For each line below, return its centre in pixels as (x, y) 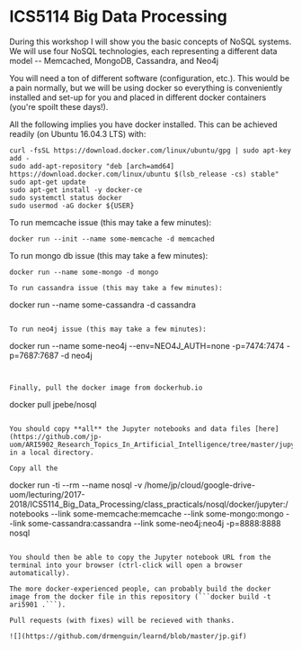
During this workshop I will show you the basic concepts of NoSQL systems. (151, 41)
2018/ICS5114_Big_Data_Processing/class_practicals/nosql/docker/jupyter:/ (149, 504)
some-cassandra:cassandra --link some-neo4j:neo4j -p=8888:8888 (155, 523)
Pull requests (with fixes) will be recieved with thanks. (122, 620)
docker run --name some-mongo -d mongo (84, 272)
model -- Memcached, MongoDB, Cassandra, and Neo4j (114, 60)
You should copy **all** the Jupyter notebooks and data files (130, 429)
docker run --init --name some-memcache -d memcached (112, 239)
